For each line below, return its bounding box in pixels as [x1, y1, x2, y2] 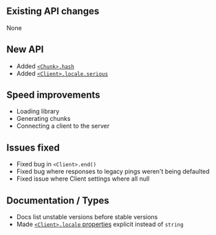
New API [6, 44, 44, 56]
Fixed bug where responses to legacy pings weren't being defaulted [16, 168, 210, 176]
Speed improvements [6, 89, 100, 101]
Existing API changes [6, 5, 100, 17]
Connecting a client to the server [16, 122, 110, 130]
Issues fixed [6, 142, 60, 153]
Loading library [16, 107, 60, 115]
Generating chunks [16, 115, 71, 123]
